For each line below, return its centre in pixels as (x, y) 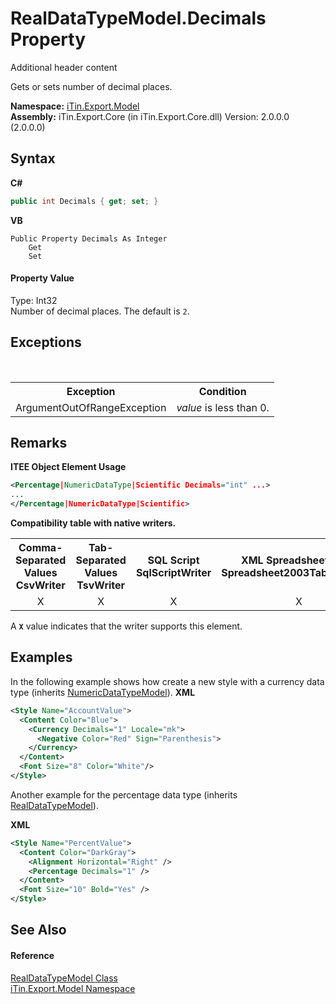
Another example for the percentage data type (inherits (124, 794)
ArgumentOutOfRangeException (91, 407)
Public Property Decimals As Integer (89, 238)
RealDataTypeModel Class (64, 978)
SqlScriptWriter (173, 573)
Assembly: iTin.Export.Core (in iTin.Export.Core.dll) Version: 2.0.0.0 (150, 116)
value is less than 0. (223, 407)
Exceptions (46, 342)
